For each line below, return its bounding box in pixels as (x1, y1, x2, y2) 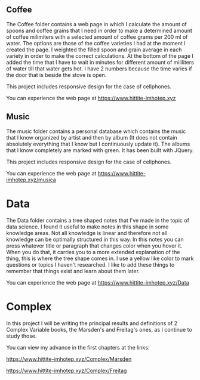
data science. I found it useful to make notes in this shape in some (6, 223, 169, 230)
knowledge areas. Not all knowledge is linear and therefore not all (6, 229, 168, 236)
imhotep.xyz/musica (6, 176, 57, 183)
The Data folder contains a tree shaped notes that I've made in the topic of (6, 217, 190, 224)
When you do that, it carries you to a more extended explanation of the (6, 248, 180, 255)
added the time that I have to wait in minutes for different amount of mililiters (6, 58, 194, 66)
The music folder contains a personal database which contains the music (6, 128, 186, 135)
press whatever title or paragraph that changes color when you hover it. (6, 242, 183, 249)
